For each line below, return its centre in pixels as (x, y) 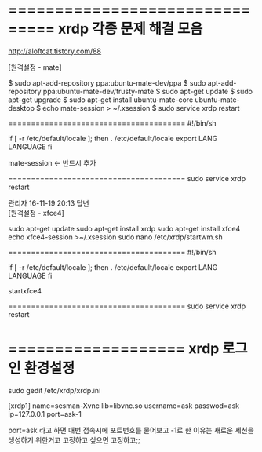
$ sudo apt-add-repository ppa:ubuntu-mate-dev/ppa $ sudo (107, 82)
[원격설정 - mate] (35, 67)
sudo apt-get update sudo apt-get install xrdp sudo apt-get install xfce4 (124, 228)
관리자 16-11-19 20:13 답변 (49, 203)
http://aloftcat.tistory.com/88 (55, 51)
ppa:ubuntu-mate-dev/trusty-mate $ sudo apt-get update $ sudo (148, 91)
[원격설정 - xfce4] (36, 213)
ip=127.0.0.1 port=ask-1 (45, 414)
